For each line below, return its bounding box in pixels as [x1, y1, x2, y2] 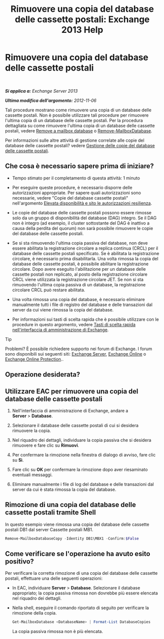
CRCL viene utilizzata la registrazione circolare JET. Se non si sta [12, 276, 143, 282]
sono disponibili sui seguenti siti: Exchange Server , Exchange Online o [5, 351, 146, 357]
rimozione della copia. [12, 610, 57, 616]
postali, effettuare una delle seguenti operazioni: [5, 575, 103, 582]
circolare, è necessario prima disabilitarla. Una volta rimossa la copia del [12, 256, 159, 261]
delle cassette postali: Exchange [14, 14, 150, 25]
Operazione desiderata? [5, 370, 80, 379]
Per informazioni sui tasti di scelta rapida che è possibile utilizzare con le [12, 316, 159, 322]
